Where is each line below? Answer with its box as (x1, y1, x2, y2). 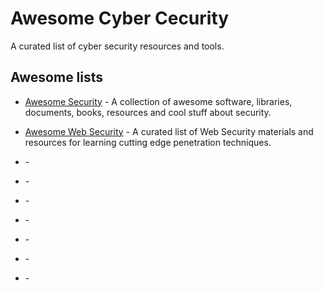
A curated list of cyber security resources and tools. (10, 40, 225, 52)
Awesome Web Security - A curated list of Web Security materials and (24, 125, 314, 137)
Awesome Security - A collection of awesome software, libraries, (24, 95, 293, 107)
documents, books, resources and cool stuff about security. (24, 106, 272, 118)
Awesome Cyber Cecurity (10, 7, 230, 30)
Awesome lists (10, 69, 104, 86)
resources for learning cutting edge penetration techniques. (24, 136, 272, 148)
